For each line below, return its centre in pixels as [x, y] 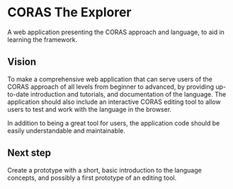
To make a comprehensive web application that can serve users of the [110, 79]
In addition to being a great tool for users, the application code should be [114, 123]
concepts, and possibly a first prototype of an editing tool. [92, 178]
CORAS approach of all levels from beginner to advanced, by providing [111, 87]
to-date [18, 94]
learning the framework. [42, 39]
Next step [29, 153]
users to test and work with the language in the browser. [90, 109]
